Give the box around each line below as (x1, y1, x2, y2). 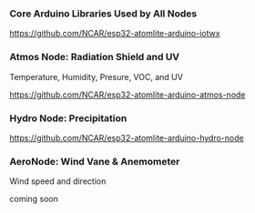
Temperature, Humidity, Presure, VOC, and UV (9, 71, 184, 82)
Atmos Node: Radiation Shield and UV (9, 51, 180, 64)
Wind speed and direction (9, 176, 107, 187)
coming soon (9, 194, 59, 205)
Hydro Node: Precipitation (9, 112, 127, 125)
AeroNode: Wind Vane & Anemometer (9, 155, 180, 167)
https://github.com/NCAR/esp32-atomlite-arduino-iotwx (9, 28, 220, 39)
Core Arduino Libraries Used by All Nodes (9, 7, 198, 20)
